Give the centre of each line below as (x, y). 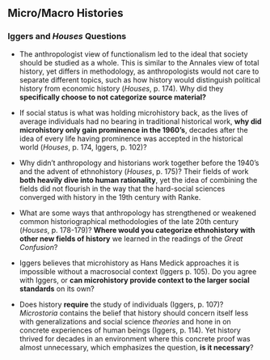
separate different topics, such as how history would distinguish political (139, 79)
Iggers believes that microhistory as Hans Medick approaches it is (129, 263)
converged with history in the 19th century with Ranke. (110, 197)
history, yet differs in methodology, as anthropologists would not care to (139, 71)
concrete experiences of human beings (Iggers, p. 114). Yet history (130, 330)
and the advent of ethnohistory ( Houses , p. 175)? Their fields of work (134, 171)
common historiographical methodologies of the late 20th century (129, 221)
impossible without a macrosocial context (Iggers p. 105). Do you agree (138, 271)
